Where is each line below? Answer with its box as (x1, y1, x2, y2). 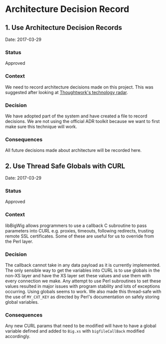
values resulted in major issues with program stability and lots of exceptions (5, 283, 160, 289)
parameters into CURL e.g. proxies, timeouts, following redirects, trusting (5, 228, 154, 233)
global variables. (5, 299, 39, 305)
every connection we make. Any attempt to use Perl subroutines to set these (5, 278, 161, 284)
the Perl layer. (5, 238, 34, 244)
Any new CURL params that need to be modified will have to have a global (5, 323, 157, 329)
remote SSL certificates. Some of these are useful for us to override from (5, 233, 155, 239)
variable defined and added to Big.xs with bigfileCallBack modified (5, 328, 145, 334)
